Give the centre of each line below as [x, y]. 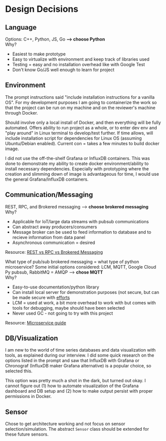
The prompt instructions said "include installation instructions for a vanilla [80, 97]
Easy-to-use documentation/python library [56, 287]
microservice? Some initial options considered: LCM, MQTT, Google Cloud [81, 267]
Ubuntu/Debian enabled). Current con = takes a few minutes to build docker [82, 143]
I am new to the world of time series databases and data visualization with [81, 350]
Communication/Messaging [49, 195]
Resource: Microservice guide [36, 322]
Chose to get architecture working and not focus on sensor [65, 424]
